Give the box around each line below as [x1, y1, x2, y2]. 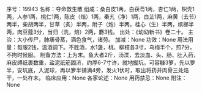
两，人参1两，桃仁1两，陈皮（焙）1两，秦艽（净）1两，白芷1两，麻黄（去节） [6, 13, 197, 20]
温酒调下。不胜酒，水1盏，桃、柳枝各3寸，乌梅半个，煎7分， [42, 43, 195, 51]
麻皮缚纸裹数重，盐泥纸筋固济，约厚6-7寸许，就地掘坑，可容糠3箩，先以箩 [6, 59, 196, 66]
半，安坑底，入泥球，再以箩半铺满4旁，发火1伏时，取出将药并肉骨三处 [6, 67, 184, 73]
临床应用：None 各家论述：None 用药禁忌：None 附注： [45, 74, 187, 81]
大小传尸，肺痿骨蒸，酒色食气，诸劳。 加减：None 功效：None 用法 [17, 36, 189, 43]
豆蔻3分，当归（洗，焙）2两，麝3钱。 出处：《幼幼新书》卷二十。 [22, 28, 187, 35]
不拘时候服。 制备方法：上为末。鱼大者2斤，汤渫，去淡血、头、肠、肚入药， [6, 51, 199, 58]
